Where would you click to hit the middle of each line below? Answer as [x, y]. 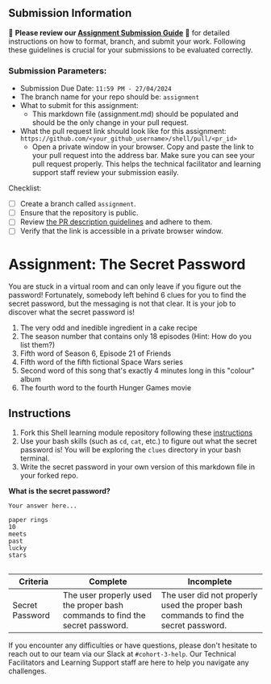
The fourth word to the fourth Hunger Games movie [106, 388]
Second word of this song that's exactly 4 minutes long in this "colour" [138, 371]
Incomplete [210, 582]
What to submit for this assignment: [79, 106]
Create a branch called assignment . [78, 204]
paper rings [28, 520]
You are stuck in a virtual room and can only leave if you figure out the [125, 286]
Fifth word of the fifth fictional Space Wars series [102, 362]
